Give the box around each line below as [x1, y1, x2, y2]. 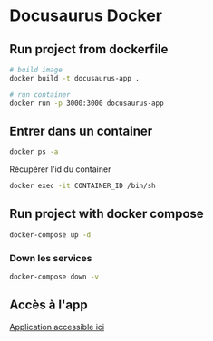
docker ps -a [9, 147, 59, 156]
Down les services [9, 251, 92, 264]
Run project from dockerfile [9, 42, 169, 57]
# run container [9, 90, 71, 99]
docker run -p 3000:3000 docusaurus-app [9, 99, 165, 108]
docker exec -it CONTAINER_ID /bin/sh [9, 182, 156, 191]
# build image [9, 65, 63, 74]
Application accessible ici [9, 321, 105, 332]
